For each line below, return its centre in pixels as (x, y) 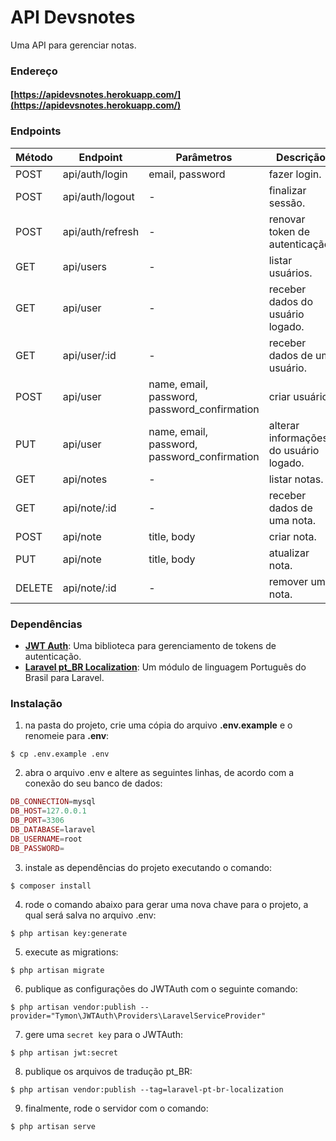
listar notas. (296, 479)
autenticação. (53, 657)
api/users (84, 266)
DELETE (34, 588)
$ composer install (51, 886)
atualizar (289, 553)
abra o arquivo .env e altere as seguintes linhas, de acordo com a (159, 773)
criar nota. (292, 536)
